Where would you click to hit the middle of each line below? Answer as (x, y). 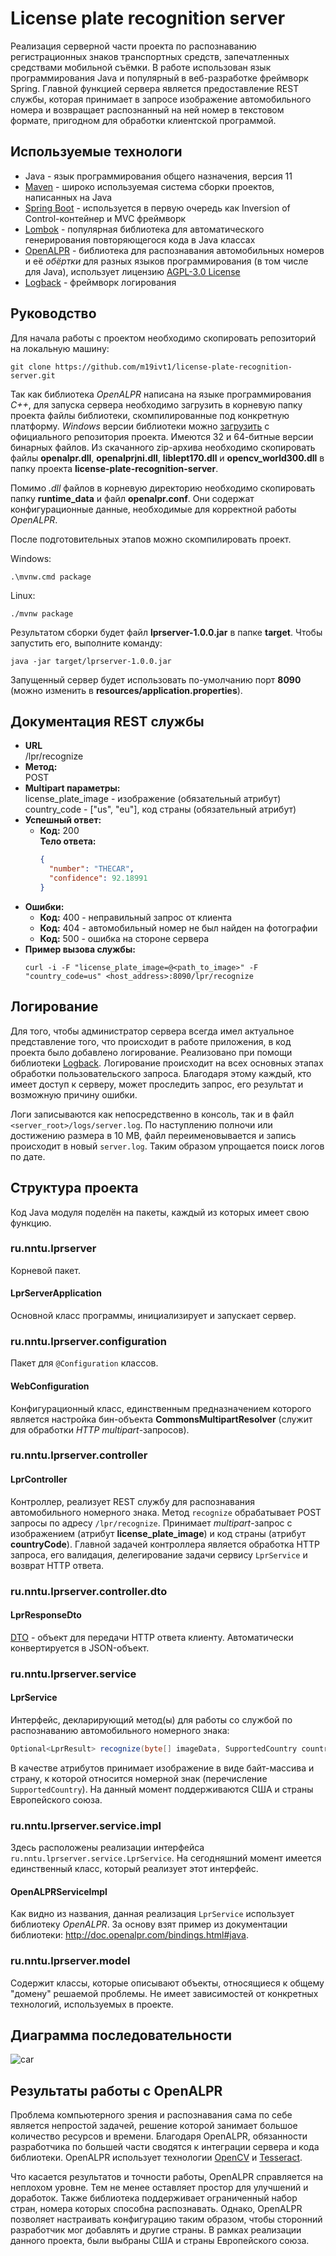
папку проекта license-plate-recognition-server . (114, 468)
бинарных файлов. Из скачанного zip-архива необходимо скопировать (163, 447)
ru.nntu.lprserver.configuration (88, 1341)
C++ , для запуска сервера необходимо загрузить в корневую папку (156, 404)
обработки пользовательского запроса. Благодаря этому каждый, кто (161, 1073)
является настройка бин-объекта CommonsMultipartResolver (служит (161, 1419)
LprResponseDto (46, 1615)
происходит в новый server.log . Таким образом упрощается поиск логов (167, 1146)
